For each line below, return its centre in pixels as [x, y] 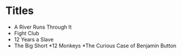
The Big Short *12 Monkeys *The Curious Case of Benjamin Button [95, 46]
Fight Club [26, 33]
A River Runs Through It [43, 27]
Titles [20, 11]
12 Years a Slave [34, 39]
